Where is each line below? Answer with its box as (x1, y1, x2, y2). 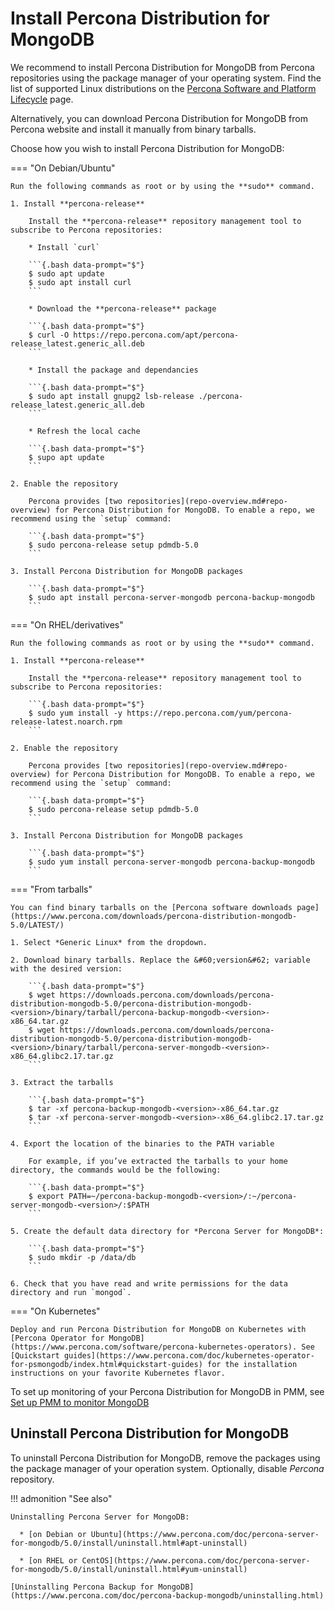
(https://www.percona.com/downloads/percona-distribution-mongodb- (10, 911, 298, 921)
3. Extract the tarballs (10, 1077, 114, 1087)
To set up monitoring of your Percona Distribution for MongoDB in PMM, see (10, 1385, 325, 1397)
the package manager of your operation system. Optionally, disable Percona (10, 1462, 325, 1474)
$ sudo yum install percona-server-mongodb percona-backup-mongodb (28, 857, 315, 867)
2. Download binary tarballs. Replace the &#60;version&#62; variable (10, 955, 311, 965)
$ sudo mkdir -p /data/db (28, 1252, 137, 1262)
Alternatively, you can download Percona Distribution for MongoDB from (10, 112, 308, 124)
